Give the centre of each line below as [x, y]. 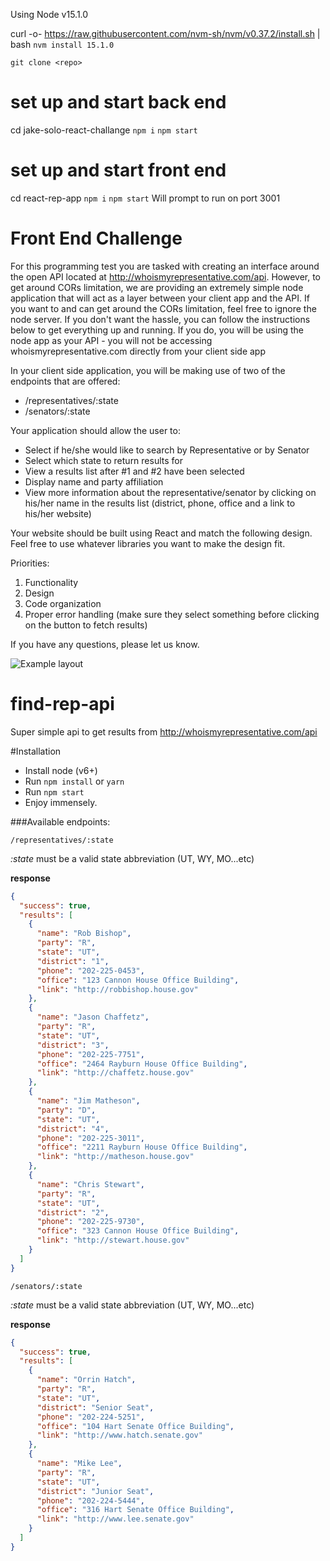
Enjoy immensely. [61, 802]
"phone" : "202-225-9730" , [90, 1222]
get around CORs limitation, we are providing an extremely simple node [157, 287]
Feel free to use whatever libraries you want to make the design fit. [148, 543]
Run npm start [54, 791]
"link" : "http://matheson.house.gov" [115, 1157]
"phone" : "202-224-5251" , [90, 1417]
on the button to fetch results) [86, 625]
